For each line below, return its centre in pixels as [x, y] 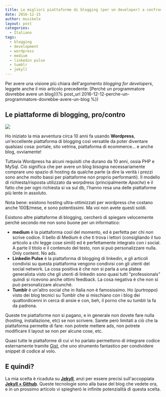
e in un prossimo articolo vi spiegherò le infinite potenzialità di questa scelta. [83, 389]
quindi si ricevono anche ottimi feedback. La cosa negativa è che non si [85, 279]
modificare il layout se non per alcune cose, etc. [54, 331]
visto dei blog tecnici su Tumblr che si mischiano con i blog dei [76, 295]
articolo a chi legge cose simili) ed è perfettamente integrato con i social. [86, 242]
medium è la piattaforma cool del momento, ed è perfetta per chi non [83, 232]
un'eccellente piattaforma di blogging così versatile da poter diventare [77, 141]
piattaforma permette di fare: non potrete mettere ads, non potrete [73, 326]
